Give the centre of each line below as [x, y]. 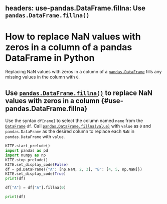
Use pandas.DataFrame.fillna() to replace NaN [79, 93]
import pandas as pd [27, 151]
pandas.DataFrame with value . [35, 137]
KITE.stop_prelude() [27, 160]
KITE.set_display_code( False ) [37, 165]
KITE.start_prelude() [28, 146]
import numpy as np [26, 155]
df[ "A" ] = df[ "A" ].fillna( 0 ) [36, 188]
